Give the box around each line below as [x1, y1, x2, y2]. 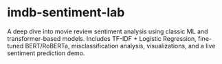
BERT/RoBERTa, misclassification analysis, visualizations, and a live [25, 42, 216, 50]
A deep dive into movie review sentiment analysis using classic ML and [7, 27, 208, 35]
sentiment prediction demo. [7, 49, 85, 57]
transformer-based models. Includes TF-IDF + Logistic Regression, [7, 34, 197, 42]
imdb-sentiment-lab [7, 5, 125, 20]
